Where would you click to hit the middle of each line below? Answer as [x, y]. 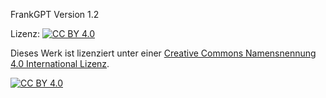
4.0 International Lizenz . [60, 63]
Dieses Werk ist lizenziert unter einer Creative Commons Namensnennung [163, 53]
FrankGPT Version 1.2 [55, 14]
